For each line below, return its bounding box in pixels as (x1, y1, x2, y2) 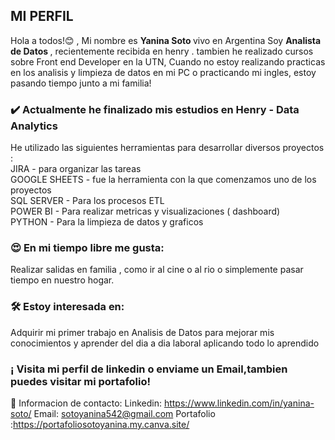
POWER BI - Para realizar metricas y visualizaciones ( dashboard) (10, 205, 281, 218)
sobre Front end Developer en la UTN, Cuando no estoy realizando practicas (10, 55, 326, 68)
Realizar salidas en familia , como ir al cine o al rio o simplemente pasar (10, 264, 304, 276)
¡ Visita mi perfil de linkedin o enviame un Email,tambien (10, 362, 288, 376)
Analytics (10, 119, 58, 133)
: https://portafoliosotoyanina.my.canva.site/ (10, 419, 190, 430)
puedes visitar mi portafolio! (10, 374, 152, 388)
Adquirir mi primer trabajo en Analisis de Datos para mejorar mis (10, 326, 275, 338)
